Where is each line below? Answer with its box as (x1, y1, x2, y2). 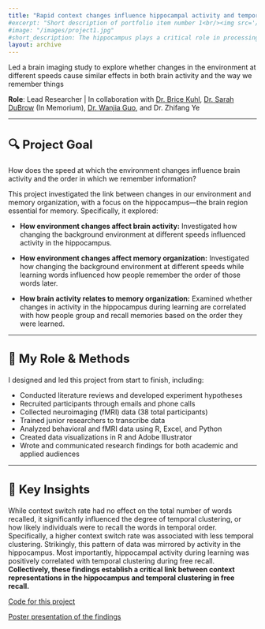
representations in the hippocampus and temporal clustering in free (8, 573, 235, 582)
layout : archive (8, 41, 62, 49)
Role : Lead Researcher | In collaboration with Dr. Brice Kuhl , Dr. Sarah (8, 95, 234, 104)
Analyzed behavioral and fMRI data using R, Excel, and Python (19, 424, 222, 434)
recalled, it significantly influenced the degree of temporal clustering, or (8, 514, 242, 523)
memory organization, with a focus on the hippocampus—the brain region (8, 197, 248, 207)
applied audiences (19, 449, 80, 459)
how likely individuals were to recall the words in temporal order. (8, 522, 217, 532)
